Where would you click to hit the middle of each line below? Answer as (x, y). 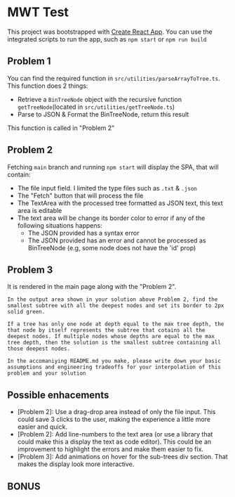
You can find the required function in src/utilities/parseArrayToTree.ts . (114, 78)
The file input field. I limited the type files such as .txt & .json (107, 188)
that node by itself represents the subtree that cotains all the (106, 330)
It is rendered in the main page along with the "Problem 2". (92, 287)
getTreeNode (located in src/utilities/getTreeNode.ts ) (96, 107)
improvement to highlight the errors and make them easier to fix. (110, 449)
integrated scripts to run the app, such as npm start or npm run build (107, 39)
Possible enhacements (58, 395)
